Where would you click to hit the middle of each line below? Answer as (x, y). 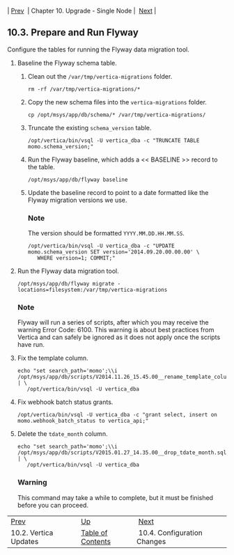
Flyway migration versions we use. (77, 200)
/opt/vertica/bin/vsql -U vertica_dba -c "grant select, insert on (117, 415)
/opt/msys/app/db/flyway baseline (78, 180)
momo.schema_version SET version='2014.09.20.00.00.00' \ (114, 252)
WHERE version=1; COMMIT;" (77, 258)
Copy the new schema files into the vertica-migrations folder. (117, 102)
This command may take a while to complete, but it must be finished (115, 497)
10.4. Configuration (171, 533)
